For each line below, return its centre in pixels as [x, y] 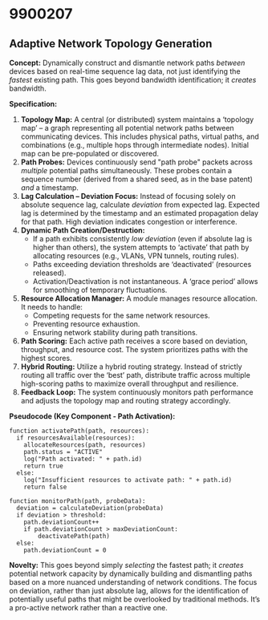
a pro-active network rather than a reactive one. [88, 608]
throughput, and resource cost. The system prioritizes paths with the [134, 349]
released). [49, 273]
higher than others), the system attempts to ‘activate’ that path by [141, 247]
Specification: [33, 104]
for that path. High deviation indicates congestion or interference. [129, 222]
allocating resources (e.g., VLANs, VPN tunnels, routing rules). [136, 256]
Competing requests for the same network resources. [122, 315]
